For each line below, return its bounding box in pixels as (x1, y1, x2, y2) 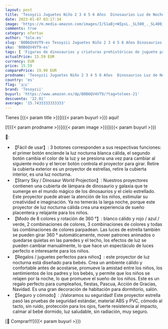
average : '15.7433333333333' (5, 101, 66, 106)
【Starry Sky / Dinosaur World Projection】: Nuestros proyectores (12, 177, 148, 183)
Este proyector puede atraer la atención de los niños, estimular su (12, 194, 148, 200)
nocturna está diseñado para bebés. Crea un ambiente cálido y (12, 260, 142, 266)
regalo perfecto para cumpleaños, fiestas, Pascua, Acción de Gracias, (12, 281, 157, 287)
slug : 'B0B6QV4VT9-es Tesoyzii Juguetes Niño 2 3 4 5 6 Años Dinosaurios (5, 40, 162, 45)
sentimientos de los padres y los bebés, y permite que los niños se (12, 270, 150, 276)
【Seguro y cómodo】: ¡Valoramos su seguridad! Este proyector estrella (12, 292, 161, 298)
